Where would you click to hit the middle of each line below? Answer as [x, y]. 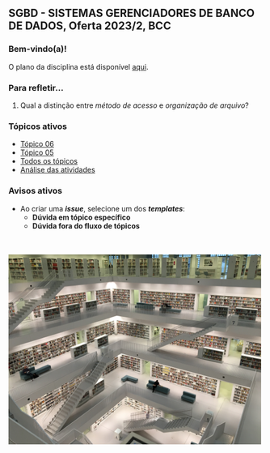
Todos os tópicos [49, 161]
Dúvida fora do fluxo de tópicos [86, 225]
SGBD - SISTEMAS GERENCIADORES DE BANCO [131, 13]
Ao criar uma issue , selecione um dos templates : [103, 208]
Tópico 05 [37, 152]
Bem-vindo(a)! [38, 49]
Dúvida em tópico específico [81, 217]
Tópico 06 [37, 144]
